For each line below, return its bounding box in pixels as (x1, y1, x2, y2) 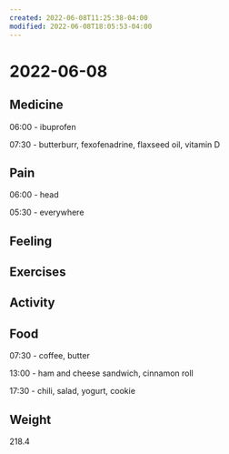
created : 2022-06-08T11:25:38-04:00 (9, 13, 148, 23)
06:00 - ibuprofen (9, 121, 76, 132)
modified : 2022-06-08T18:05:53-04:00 (9, 22, 153, 31)
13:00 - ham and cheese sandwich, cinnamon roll (9, 368, 194, 378)
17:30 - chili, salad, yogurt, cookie (9, 386, 136, 397)
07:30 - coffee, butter (9, 350, 91, 361)
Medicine (9, 97, 64, 113)
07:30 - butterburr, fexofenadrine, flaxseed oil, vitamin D (9, 138, 221, 150)
